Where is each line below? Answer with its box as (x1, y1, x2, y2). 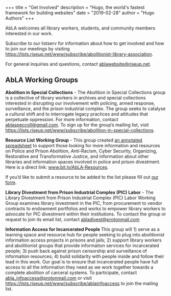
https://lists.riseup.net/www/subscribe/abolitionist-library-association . (5, 51, 153, 57)
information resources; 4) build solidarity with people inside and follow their (5, 253, 164, 259)
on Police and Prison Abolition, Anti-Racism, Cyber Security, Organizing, (5, 148, 157, 154)
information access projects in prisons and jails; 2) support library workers (5, 237, 162, 243)
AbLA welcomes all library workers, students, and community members (5, 25, 156, 31)
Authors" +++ (5, 15, 35, 21)
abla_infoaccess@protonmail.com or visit (5, 275, 92, 281)
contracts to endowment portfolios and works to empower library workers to (5, 205, 166, 211)
